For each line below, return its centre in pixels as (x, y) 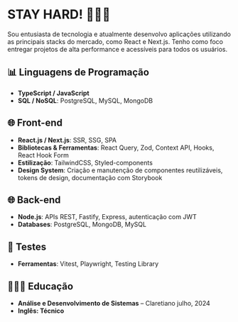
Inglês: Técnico (41, 311)
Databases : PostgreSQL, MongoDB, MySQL (82, 224)
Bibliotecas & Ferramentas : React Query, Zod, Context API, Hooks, (116, 148)
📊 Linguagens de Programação (78, 73)
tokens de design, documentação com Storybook (90, 177)
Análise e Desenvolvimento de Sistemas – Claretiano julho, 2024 (114, 303)
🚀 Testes (27, 246)
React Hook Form (43, 155)
